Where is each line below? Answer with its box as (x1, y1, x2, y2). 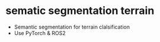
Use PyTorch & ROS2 (14, 29, 66, 36)
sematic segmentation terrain (5, 4, 155, 17)
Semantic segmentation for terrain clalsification (14, 23, 130, 30)
